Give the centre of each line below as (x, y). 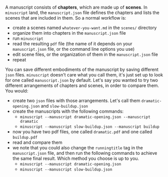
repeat (19, 60)
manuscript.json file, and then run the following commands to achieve (85, 153)
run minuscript (28, 38)
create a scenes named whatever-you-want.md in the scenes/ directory (85, 28)
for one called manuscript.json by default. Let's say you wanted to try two (81, 80)
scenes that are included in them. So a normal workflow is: (66, 18)
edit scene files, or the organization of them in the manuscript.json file (85, 54)
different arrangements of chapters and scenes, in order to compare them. (82, 85)
